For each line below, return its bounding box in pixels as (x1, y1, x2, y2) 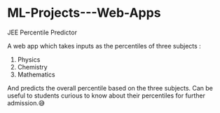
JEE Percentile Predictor (7, 28, 77, 36)
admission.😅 (7, 98, 46, 107)
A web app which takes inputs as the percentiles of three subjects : (7, 41, 201, 50)
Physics (17, 55, 41, 64)
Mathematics (17, 70, 55, 79)
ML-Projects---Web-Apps (7, 5, 161, 21)
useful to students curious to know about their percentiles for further (7, 91, 205, 100)
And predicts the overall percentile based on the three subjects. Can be (7, 84, 214, 92)
